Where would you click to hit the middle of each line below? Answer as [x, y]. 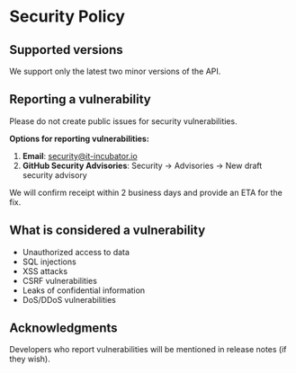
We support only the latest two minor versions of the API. [115, 71]
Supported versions [66, 50]
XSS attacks [45, 271]
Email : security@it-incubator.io [80, 155]
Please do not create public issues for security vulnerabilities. [123, 121]
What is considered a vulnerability [108, 231]
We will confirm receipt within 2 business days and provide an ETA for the [146, 192]
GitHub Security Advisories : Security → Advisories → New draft [142, 165]
